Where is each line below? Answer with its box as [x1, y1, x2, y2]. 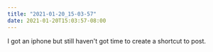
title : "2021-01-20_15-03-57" [7, 10, 97, 18]
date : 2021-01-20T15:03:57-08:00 [7, 17, 106, 24]
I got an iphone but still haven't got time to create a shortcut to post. [7, 36, 207, 45]
